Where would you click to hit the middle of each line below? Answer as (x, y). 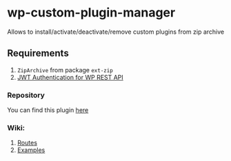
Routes (27, 143)
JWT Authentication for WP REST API (70, 77)
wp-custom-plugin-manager (91, 13)
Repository (26, 95)
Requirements (38, 53)
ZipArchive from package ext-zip (65, 69)
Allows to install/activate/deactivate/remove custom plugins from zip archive (116, 32)
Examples (31, 150)
